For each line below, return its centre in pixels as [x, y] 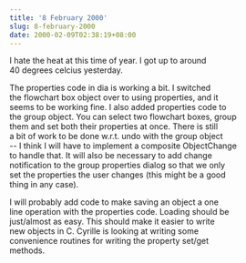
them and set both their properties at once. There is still [114, 126]
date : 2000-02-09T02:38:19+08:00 [73, 35]
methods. [27, 250]
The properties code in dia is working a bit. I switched [110, 88]
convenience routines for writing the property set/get [109, 241]
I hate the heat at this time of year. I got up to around [108, 61]
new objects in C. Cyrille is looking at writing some [104, 231]
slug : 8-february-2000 [52, 26]
